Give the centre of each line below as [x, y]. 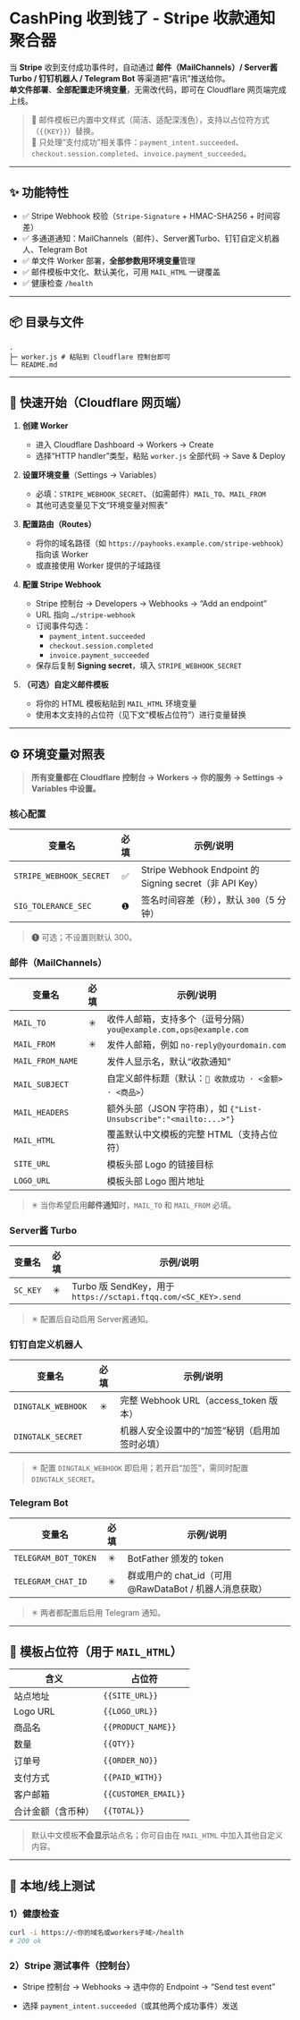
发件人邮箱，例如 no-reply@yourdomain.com [196, 1045]
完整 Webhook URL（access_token [193, 1401]
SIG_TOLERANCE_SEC [53, 906]
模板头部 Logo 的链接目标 [160, 1164]
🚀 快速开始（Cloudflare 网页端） [99, 402]
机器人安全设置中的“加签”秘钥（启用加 [200, 1430]
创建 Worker [45, 426]
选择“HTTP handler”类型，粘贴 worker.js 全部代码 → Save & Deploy [160, 456]
